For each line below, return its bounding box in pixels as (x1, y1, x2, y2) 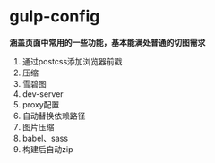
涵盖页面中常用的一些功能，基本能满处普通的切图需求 (9, 37, 206, 47)
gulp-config (9, 6, 100, 27)
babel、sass (21, 133, 69, 143)
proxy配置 (21, 99, 60, 109)
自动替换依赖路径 (21, 110, 86, 121)
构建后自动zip (21, 143, 73, 154)
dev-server (21, 88, 64, 99)
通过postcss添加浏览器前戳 (21, 56, 123, 66)
